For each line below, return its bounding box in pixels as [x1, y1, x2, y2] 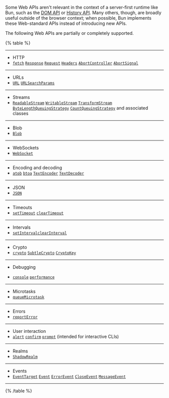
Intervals [12, 224, 31, 230]
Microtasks [12, 288, 36, 294]
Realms [12, 348, 28, 354]
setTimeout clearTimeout [12, 211, 64, 216]
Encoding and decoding [12, 165, 62, 171]
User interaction [12, 328, 46, 334]
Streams [12, 94, 30, 100]
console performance [12, 275, 55, 280]
